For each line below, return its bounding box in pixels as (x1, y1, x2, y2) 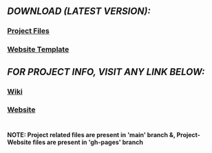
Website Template (7, 45, 70, 54)
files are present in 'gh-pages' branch (32, 138, 143, 146)
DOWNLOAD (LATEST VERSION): (7, 6, 151, 17)
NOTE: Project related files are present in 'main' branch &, (7, 130, 176, 139)
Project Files (7, 26, 50, 36)
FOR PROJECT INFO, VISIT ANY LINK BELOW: (7, 65, 205, 78)
